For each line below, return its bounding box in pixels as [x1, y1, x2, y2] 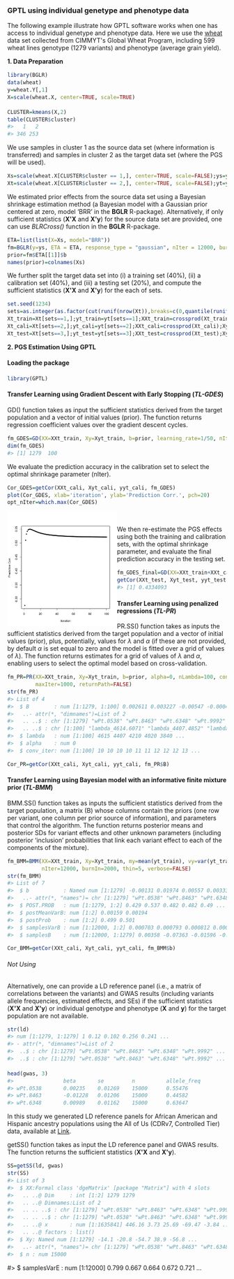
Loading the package [7, 359, 70, 367]
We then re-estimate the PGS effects [117, 525, 223, 533]
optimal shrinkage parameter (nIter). [7, 470, 111, 478]
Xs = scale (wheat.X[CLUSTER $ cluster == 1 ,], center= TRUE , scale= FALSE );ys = [7, 173, 226, 180]
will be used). [7, 158, 46, 166]
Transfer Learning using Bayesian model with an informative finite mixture [7, 776, 227, 784]
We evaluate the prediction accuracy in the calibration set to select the [7, 462, 210, 470]
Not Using [7, 960, 36, 968]
